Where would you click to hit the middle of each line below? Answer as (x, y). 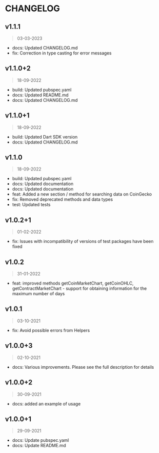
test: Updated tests (31, 205)
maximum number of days (38, 294)
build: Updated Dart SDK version (45, 137)
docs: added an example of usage (46, 404)
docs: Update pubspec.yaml (40, 440)
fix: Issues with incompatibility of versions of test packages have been (83, 241)
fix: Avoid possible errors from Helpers (51, 330)
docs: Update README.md (39, 446)
